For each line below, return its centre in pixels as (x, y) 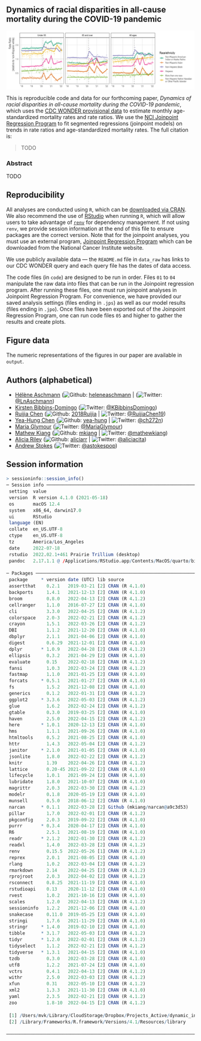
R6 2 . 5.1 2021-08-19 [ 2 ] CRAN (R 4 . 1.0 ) (77, 832)
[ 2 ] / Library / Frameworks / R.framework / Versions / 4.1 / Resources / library (97, 1022)
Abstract (19, 163)
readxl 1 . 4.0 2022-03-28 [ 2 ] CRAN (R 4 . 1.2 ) (77, 845)
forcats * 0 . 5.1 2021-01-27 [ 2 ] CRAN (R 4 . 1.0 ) (77, 681)
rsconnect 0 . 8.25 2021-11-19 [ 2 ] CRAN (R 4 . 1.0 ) (77, 883)
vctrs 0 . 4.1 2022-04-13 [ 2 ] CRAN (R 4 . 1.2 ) (77, 971)
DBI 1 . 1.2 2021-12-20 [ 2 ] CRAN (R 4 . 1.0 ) (77, 630)
